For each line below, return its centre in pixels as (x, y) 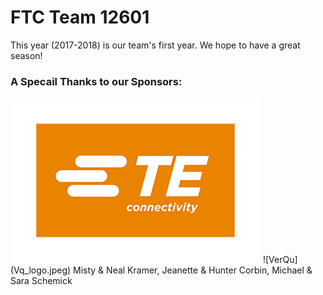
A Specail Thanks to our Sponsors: (96, 81)
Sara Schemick (41, 281)
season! (26, 55)
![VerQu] (280, 260)
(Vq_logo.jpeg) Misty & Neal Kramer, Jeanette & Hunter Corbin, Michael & (161, 270)
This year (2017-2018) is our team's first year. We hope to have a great (155, 45)
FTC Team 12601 (80, 17)
